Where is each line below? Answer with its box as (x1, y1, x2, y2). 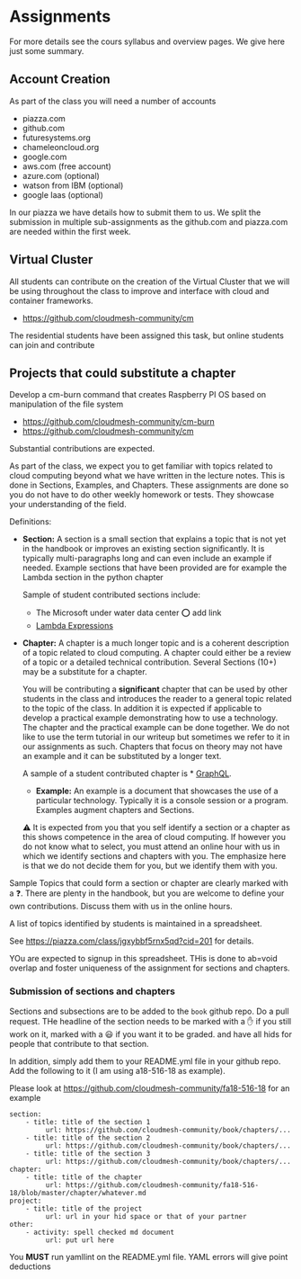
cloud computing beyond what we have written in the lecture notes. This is (9, 470, 286, 481)
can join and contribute (9, 339, 95, 350)
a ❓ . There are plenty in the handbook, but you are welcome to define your (9, 888, 285, 899)
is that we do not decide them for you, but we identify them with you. (22, 861, 278, 872)
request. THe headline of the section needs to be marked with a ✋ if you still (9, 1015, 292, 1026)
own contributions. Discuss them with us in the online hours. (9, 901, 234, 912)
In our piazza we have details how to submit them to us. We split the (9, 207, 261, 218)
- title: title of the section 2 (25, 1133, 151, 1142)
